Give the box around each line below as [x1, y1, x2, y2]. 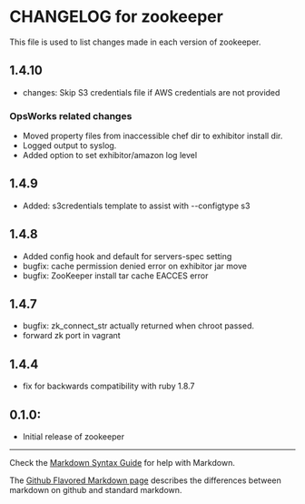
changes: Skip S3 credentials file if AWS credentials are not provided [22, 86, 280, 97]
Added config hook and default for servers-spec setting [22, 250, 232, 261]
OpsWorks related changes [9, 109, 133, 122]
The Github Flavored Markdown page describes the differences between [9, 475, 281, 486]
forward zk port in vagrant [22, 330, 121, 341]
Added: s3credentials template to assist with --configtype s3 [22, 200, 251, 211]
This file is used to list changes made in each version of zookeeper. [9, 36, 261, 47]
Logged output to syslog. [22, 140, 117, 151]
